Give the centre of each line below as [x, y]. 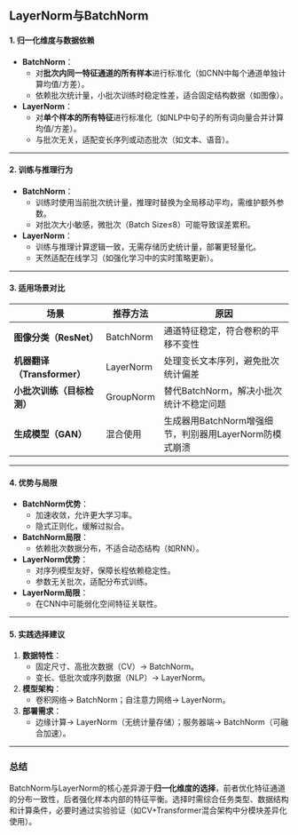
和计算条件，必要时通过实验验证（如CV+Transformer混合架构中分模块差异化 [148, 810]
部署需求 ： [42, 711]
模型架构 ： [42, 689]
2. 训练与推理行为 [41, 170]
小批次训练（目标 [50, 391]
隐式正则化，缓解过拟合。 [82, 526]
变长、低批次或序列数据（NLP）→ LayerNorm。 [122, 678]
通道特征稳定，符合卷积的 [217, 331]
